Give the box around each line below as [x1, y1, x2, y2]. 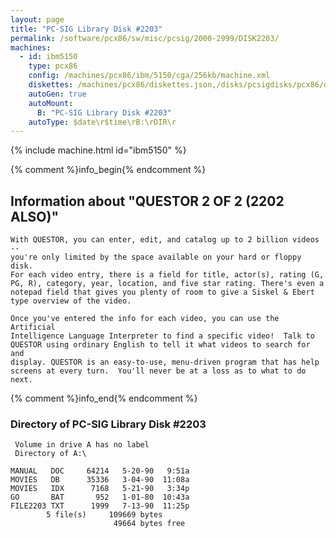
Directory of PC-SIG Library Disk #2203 [10, 417, 207, 431]
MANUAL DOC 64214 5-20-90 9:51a [10, 466, 190, 476]
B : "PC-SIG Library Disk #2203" [36, 107, 172, 118]
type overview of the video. [10, 296, 132, 306]
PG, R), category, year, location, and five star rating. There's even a [10, 279, 325, 289]
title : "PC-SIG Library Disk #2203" [10, 24, 163, 34]
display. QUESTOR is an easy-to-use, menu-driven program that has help [10, 357, 320, 368]
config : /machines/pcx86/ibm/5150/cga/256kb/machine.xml [28, 71, 271, 81]
